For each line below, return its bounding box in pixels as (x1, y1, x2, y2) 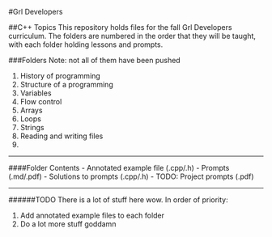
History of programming (19, 71, 101, 80)
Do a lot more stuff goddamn (19, 219, 117, 229)
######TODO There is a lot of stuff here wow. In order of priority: (8, 195, 228, 205)
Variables (19, 88, 52, 98)
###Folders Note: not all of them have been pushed (8, 56, 181, 65)
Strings (19, 123, 45, 132)
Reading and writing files (19, 131, 104, 141)
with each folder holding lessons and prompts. (8, 40, 164, 49)
